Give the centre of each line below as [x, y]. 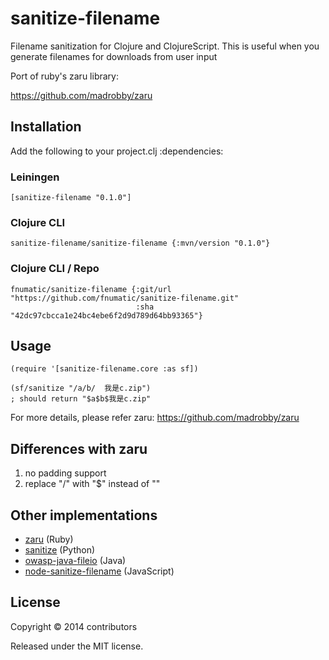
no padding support [65, 473]
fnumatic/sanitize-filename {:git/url [91, 289]
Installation [46, 127]
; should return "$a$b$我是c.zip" [81, 399]
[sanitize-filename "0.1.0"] [71, 198]
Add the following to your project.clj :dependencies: [117, 151]
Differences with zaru [79, 448]
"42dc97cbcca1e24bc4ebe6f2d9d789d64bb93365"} [106, 315]
